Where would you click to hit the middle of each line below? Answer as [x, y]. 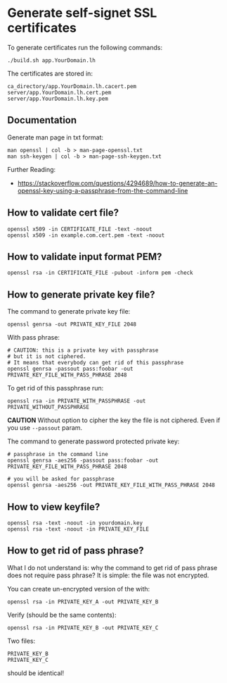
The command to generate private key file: [69, 312]
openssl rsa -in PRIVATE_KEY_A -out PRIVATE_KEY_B [83, 602]
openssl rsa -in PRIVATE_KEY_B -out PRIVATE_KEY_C [83, 628]
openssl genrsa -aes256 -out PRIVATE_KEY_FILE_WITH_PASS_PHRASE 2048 [111, 485]
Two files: [21, 641]
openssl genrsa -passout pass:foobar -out [70, 369]
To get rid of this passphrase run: [56, 388]
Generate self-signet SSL [82, 13]
